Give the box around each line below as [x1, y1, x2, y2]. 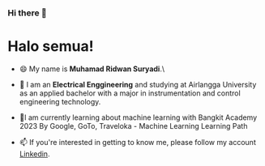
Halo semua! [7, 37, 94, 56]
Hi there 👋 [7, 7, 48, 19]
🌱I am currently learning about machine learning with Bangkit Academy [19, 113, 258, 122]
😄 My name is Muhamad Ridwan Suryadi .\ [19, 64, 165, 74]
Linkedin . [19, 149, 50, 159]
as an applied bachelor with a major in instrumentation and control [19, 88, 241, 98]
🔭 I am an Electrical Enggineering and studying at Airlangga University [19, 79, 257, 89]
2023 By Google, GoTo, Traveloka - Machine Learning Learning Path [19, 121, 248, 130]
